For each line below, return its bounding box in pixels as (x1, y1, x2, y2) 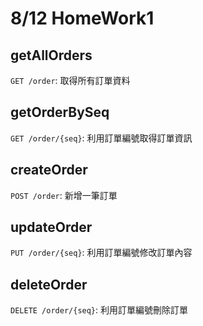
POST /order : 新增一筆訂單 (10, 189, 118, 201)
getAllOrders (10, 47, 93, 64)
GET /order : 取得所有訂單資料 (10, 75, 131, 86)
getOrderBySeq (10, 104, 110, 121)
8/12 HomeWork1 (10, 7, 155, 30)
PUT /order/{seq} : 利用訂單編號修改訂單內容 (10, 247, 193, 259)
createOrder (10, 162, 88, 179)
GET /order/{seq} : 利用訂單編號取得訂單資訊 (10, 132, 193, 144)
